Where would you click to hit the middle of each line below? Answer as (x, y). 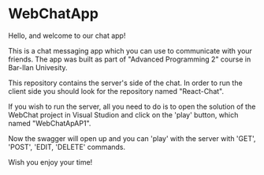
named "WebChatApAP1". (50, 123)
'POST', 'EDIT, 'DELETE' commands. (67, 147)
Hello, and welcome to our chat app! (67, 35)
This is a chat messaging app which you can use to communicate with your (130, 50)
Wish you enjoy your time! (50, 162)
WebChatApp (53, 14)
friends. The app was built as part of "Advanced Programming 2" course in (130, 59)
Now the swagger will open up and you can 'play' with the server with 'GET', (132, 138)
